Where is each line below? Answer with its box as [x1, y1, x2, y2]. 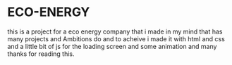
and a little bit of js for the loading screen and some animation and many [7, 42, 217, 50]
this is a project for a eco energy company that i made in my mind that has [7, 27, 223, 36]
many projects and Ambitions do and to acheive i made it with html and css [7, 34, 226, 43]
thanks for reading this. [7, 50, 75, 58]
